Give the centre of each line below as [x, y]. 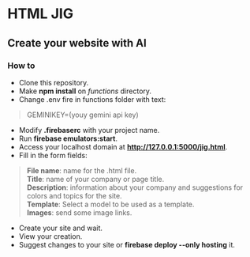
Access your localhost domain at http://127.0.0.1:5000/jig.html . [123, 146]
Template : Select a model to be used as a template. [110, 204]
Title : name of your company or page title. [95, 179]
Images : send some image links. [79, 212]
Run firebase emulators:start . [68, 138]
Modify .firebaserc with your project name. [89, 130]
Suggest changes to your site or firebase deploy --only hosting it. [127, 244]
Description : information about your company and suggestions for [135, 187]
